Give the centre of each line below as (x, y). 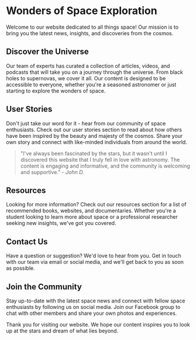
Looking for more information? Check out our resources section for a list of (96, 205)
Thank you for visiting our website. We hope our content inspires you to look (98, 324)
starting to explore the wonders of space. (56, 91)
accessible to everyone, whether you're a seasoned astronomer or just (91, 84)
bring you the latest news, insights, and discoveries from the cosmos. (90, 33)
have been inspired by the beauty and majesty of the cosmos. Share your (94, 135)
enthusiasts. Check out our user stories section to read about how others (94, 130)
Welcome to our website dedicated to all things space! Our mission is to (92, 27)
